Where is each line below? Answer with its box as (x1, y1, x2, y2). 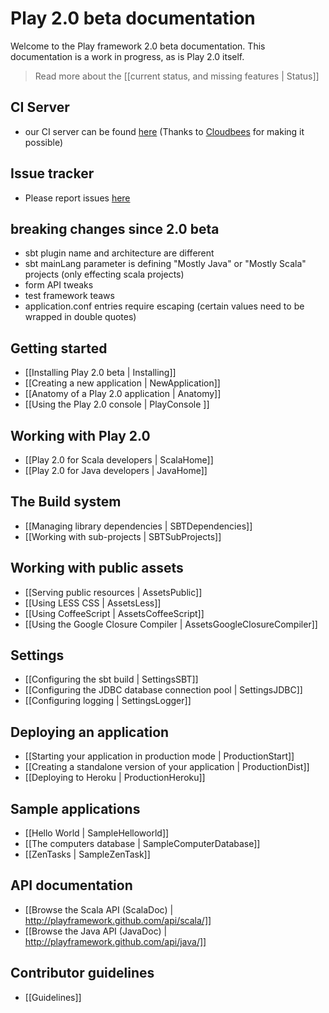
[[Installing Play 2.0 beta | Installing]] (24, 367, 177, 379)
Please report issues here (24, 192, 131, 204)
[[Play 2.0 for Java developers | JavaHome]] (24, 465, 208, 476)
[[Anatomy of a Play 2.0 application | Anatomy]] (24, 388, 222, 400)
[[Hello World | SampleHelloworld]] (24, 827, 170, 839)
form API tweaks (24, 279, 94, 291)
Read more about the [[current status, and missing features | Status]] (34, 70, 320, 82)
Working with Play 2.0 (10, 427, 151, 444)
